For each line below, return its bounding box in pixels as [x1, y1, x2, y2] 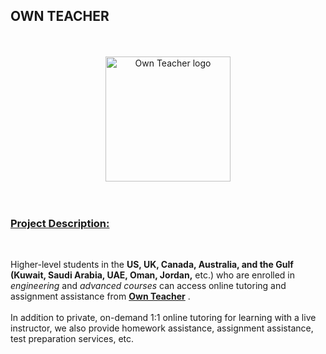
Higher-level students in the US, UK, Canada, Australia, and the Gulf [10, 259, 294, 271]
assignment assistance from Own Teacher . [10, 290, 191, 303]
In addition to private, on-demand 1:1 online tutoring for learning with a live [10, 312, 317, 324]
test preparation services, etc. [10, 333, 135, 345]
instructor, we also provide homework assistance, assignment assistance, [10, 322, 314, 334]
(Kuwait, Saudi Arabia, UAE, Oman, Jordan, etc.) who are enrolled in [10, 269, 296, 281]
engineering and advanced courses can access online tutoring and [10, 280, 287, 292]
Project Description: [10, 216, 110, 230]
